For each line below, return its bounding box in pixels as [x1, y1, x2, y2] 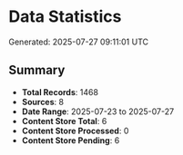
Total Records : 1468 [21, 86, 99, 97]
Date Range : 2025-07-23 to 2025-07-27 [21, 106, 175, 117]
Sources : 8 [21, 96, 65, 107]
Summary [8, 63, 66, 78]
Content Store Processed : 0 [21, 125, 129, 136]
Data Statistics [8, 6, 122, 27]
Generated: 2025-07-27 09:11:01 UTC [8, 36, 149, 47]
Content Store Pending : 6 [21, 134, 120, 146]
